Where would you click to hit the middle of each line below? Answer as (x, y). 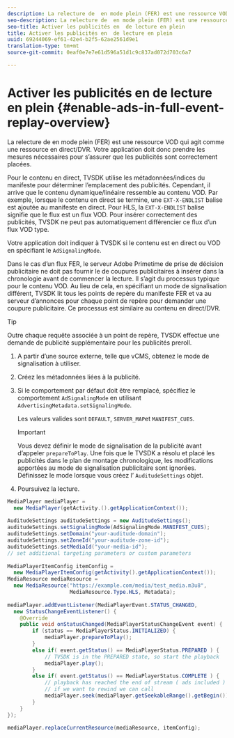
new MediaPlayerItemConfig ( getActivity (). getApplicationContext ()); (115, 573)
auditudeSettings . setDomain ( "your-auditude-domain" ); (87, 534)
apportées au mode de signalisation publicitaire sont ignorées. (107, 468)
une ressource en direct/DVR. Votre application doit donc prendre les (106, 149)
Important (31, 432)
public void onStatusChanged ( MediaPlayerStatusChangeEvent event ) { (121, 625)
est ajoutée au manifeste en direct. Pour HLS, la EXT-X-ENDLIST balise (106, 207)
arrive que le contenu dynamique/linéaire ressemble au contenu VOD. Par (112, 192)
